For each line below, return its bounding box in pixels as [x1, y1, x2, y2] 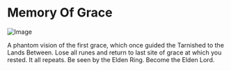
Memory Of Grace [7, 5, 113, 21]
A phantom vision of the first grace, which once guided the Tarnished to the [7, 41, 225, 49]
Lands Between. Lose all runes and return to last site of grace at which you [7, 48, 222, 57]
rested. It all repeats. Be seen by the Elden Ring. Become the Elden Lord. [7, 55, 215, 63]
